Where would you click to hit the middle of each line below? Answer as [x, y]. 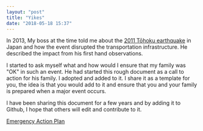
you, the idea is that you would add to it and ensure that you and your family [102, 85]
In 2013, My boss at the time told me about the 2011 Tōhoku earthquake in [99, 41]
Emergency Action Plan [36, 121]
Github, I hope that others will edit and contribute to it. [74, 110]
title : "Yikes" [26, 18]
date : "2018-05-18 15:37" [39, 23]
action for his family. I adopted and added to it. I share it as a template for [98, 78]
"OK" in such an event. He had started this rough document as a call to [95, 72]
